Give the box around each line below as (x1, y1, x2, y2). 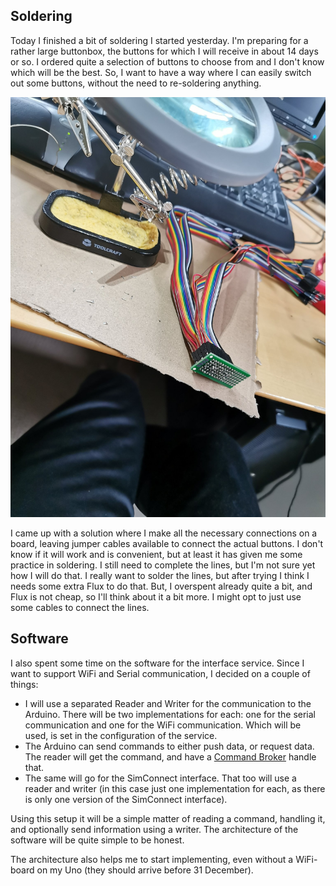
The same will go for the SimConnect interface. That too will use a (24, 772, 297, 784)
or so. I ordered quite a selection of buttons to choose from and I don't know (10, 55, 325, 68)
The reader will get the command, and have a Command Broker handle (24, 750, 317, 763)
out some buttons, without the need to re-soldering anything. (10, 77, 262, 89)
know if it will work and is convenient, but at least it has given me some (10, 548, 303, 560)
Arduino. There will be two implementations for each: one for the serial (24, 708, 316, 720)
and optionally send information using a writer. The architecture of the (10, 823, 299, 835)
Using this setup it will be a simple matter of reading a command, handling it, (10, 812, 326, 824)
